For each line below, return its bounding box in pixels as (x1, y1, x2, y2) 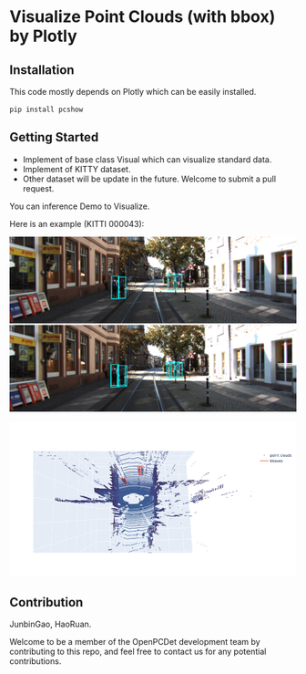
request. (22, 182, 55, 193)
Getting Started (9, 130, 99, 145)
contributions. (9, 656, 62, 667)
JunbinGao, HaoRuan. (9, 618, 92, 630)
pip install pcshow (9, 105, 84, 114)
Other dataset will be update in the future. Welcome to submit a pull (22, 173, 276, 184)
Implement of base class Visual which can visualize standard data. (22, 153, 272, 165)
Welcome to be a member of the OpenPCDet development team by (9, 637, 261, 648)
